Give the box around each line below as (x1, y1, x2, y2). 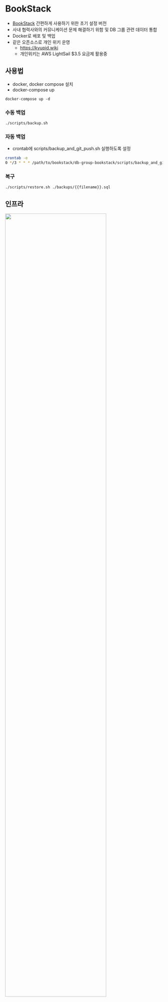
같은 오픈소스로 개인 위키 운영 (12, 39, 70, 45)
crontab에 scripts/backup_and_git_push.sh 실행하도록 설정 (12, 146, 131, 152)
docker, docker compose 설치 (12, 81, 73, 87)
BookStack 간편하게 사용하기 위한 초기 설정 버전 (12, 20, 107, 26)
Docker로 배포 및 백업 (12, 33, 56, 39)
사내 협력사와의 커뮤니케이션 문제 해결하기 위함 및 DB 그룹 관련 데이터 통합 (12, 26, 157, 33)
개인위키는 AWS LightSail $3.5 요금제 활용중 (19, 51, 107, 57)
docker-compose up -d (5, 96, 50, 101)
